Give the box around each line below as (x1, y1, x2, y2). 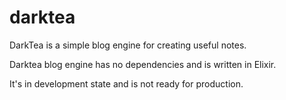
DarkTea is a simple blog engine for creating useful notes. (9, 39, 247, 51)
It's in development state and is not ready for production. (9, 77, 244, 90)
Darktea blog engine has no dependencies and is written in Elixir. (9, 58, 277, 70)
